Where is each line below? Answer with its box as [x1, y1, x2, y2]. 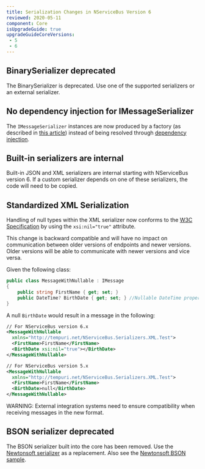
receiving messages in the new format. [6, 409, 104, 416]
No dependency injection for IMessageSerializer [6, 106, 194, 117]
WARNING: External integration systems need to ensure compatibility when [6, 402, 195, 410]
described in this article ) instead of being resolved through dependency [6, 129, 187, 136]
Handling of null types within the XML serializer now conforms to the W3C [6, 216, 193, 224]
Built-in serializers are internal [6, 153, 124, 163]
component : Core [6, 20, 48, 26]
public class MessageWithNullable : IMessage [6, 278, 124, 284]
